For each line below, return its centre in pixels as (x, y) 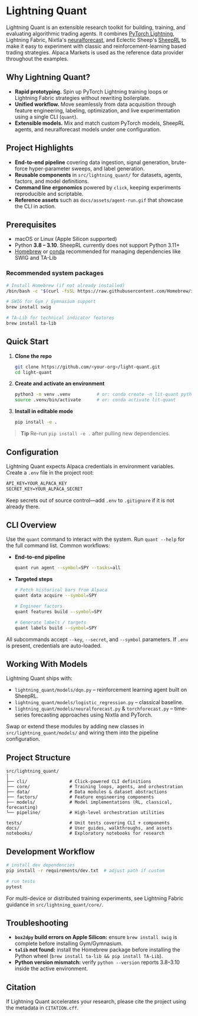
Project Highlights (40, 148)
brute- (179, 162)
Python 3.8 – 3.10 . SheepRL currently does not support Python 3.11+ (97, 245)
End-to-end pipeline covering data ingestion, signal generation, (92, 162)
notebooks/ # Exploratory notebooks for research (85, 833)
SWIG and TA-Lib (36, 258)
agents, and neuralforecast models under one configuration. (88, 129)
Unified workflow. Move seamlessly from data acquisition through (95, 104)
